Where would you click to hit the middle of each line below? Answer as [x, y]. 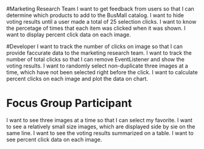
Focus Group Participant [69, 103]
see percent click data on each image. [54, 139]
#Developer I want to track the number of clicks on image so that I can [94, 46]
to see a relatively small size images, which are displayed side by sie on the [101, 126]
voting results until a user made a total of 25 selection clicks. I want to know [101, 22]
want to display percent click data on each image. [69, 35]
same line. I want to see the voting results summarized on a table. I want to [100, 133]
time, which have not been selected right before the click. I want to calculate [102, 72]
